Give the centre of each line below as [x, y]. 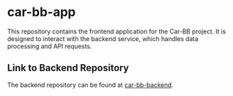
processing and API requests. [50, 46]
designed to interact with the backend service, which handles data [103, 38]
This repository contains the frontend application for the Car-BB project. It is [117, 31]
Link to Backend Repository [68, 68]
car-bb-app [42, 12]
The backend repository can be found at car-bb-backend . [90, 85]
